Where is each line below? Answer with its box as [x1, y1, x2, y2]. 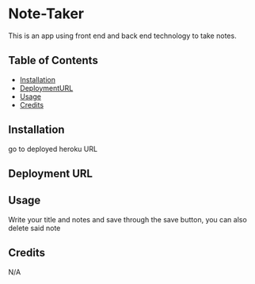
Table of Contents [8, 54, 99, 67]
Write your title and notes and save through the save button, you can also [8, 214, 247, 224]
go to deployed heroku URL [8, 144, 97, 153]
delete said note [8, 223, 61, 233]
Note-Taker [8, 5, 85, 23]
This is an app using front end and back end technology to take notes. [8, 31, 237, 40]
